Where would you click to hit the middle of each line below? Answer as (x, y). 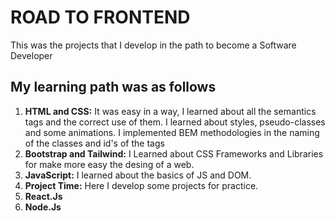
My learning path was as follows (113, 87)
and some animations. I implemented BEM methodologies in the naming (172, 132)
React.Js (43, 196)
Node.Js (43, 207)
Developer (31, 55)
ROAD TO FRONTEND (100, 17)
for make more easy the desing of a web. (109, 164)
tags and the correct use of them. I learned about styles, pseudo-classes (175, 122)
